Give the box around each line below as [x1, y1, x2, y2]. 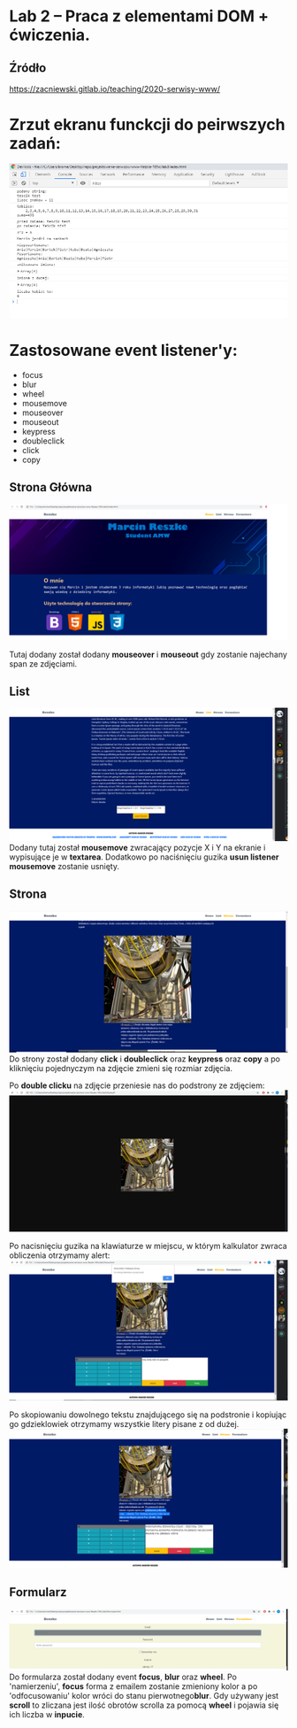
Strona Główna [9, 480, 93, 495]
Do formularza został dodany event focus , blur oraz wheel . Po [9, 1671, 237, 1682]
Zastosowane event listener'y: [9, 340, 239, 360]
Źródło [9, 60, 47, 75]
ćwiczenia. [9, 25, 91, 45]
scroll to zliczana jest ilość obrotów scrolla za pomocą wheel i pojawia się [9, 1700, 279, 1710]
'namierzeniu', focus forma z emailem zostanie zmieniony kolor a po [9, 1680, 258, 1692]
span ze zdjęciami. [9, 658, 78, 669]
